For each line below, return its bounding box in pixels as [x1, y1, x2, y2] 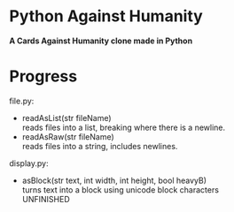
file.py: [9, 95, 35, 106]
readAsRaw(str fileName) [21, 131, 115, 142]
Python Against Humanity [9, 6, 204, 26]
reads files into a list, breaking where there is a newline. [21, 122, 226, 132]
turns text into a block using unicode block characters [21, 184, 220, 195]
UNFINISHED [21, 193, 70, 204]
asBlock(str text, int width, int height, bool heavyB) [21, 175, 207, 185]
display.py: [9, 157, 49, 169]
